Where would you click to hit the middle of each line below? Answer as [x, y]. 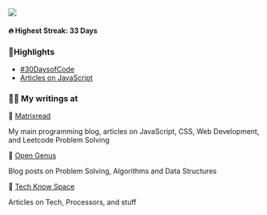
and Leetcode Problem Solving [59, 140]
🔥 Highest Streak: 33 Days [53, 30]
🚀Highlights [32, 51]
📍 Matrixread [30, 116]
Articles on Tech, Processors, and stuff [72, 202]
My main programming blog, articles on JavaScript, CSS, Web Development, [134, 132]
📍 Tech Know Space [42, 187]
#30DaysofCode [47, 69]
